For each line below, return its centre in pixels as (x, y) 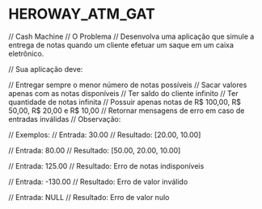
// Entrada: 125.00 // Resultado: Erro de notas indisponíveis (106, 165)
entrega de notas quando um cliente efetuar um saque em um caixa (121, 44)
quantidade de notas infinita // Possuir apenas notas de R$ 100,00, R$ (125, 102)
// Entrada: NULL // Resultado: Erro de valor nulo (89, 197)
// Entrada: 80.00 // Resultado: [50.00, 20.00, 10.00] (95, 150)
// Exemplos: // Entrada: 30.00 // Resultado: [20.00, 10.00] (105, 135)
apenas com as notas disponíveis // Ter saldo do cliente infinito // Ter (123, 93)
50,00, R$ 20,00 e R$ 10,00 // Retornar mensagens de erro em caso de (127, 111)
